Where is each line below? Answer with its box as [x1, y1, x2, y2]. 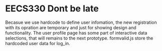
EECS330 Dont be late [5, 3, 99, 14]
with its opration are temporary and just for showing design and [5, 24, 136, 30]
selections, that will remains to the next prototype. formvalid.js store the [5, 35, 153, 41]
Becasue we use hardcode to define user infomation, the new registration [5, 19, 157, 25]
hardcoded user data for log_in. [5, 40, 70, 46]
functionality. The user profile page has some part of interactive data [5, 30, 147, 36]
